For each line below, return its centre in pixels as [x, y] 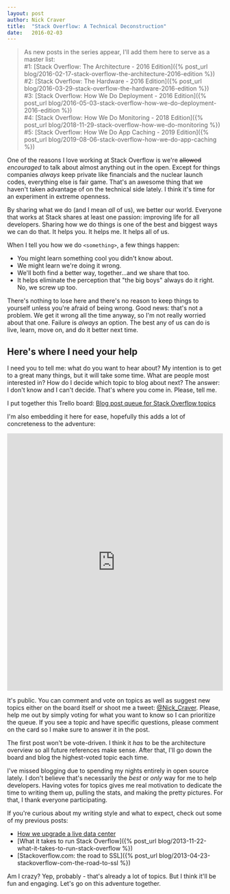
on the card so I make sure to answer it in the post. [79, 730]
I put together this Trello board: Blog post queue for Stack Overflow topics [112, 403]
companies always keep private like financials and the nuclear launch [105, 175]
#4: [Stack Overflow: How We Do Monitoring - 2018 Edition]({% [113, 118]
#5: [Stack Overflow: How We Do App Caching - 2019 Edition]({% [116, 132]
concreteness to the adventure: [51, 424]
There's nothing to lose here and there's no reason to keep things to [103, 301]
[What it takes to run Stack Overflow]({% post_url [87, 841]
